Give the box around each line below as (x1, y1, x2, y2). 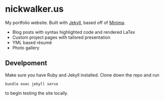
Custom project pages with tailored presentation (12, 34, 111, 40)
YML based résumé (12, 39, 52, 45)
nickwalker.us (5, 3, 64, 15)
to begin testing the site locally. (5, 90, 68, 96)
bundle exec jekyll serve (5, 81, 58, 86)
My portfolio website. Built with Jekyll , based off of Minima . (5, 20, 126, 25)
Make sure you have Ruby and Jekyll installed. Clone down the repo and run (5, 72, 160, 78)
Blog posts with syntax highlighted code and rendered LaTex (12, 29, 135, 35)
